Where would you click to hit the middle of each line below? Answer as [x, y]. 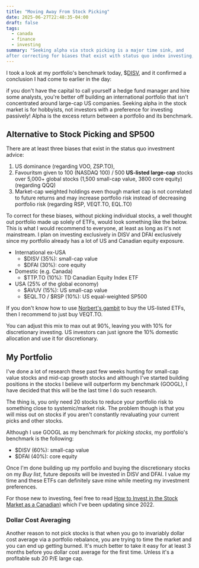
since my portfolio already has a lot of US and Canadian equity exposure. [95, 241]
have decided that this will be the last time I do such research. [82, 391]
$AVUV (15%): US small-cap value [65, 290]
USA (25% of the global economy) [57, 284]
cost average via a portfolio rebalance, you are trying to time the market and [99, 539]
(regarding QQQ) [35, 185]
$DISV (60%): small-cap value [52, 450]
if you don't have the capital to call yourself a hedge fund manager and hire [98, 90]
